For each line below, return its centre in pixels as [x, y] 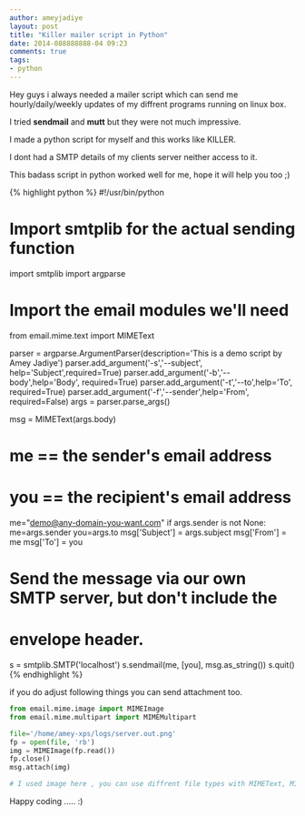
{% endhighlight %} [46, 675]
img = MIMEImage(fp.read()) [63, 751]
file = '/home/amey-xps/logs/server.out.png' [93, 733]
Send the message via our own [128, 579]
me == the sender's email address [141, 455]
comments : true [38, 52]
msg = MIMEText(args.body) [63, 418]
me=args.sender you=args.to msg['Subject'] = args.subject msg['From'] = [148, 532]
